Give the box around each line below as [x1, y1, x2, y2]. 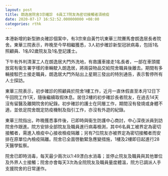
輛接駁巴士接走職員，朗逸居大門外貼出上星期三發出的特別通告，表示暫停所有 [5, 71, 163, 77]
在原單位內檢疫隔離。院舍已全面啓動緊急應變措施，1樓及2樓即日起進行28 [9, 136, 160, 142]
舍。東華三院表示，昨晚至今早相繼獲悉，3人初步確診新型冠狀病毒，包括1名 [5, 42, 159, 48]
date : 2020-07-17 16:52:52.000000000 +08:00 [5, 16, 99, 21]
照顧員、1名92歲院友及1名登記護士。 [5, 48, 80, 54]
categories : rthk [5, 21, 41, 26]
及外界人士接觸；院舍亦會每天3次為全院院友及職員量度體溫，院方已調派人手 [5, 159, 161, 165]
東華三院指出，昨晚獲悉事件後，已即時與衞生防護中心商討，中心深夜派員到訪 [5, 117, 163, 123]
